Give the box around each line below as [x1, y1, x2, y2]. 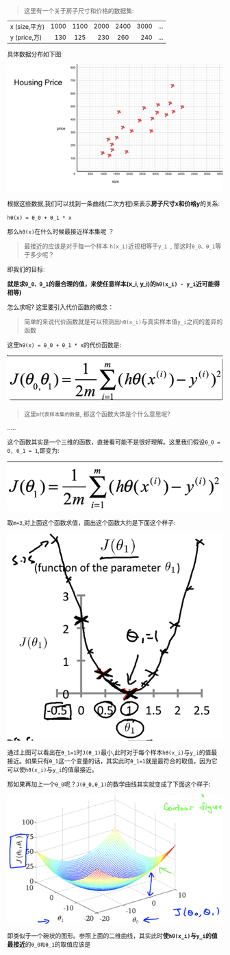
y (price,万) [10, 34, 42, 41]
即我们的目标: [7, 265, 46, 273]
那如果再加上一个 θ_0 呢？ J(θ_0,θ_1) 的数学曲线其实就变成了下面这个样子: [7, 780, 211, 788]
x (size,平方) [10, 22, 45, 30]
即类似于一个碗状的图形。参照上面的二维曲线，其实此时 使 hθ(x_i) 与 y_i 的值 [7, 932, 218, 940]
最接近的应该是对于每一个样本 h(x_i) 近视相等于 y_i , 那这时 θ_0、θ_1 [23, 242, 216, 250]
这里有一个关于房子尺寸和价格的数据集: [23, 7, 134, 14]
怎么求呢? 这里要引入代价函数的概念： [7, 302, 114, 311]
